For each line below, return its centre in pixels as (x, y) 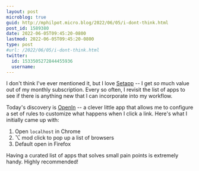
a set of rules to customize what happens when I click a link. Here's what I (97, 114)
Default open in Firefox (43, 144)
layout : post (22, 12)
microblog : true (26, 17)
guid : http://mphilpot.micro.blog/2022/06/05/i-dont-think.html (87, 22)
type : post (20, 45)
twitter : (17, 56)
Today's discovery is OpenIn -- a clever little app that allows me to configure (100, 108)
